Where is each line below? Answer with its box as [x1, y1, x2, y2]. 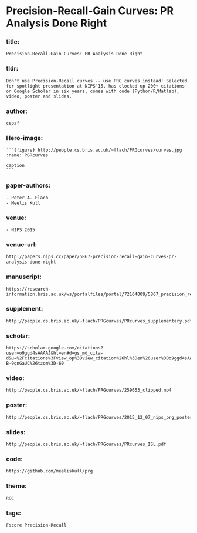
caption [6, 163, 25, 169]
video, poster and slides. [6, 93, 72, 99]
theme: [6, 482, 28, 490]
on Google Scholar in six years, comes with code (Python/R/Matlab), [6, 88, 180, 94]
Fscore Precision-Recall [6, 522, 67, 528]
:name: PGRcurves [6, 152, 49, 158]
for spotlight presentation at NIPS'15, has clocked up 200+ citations [6, 83, 185, 89]
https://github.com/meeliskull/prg [6, 468, 93, 474]
